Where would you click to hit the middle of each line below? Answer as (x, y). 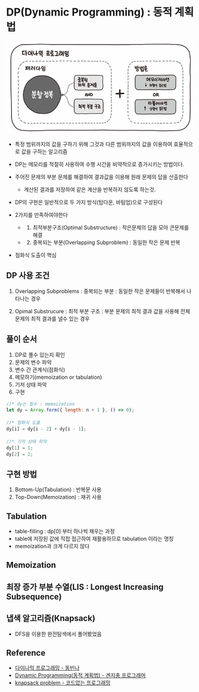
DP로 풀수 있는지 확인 (40, 354)
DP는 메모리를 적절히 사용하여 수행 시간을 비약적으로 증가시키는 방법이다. (99, 164)
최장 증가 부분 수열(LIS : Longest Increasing (85, 587)
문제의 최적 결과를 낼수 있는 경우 (52, 319)
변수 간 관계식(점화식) (40, 369)
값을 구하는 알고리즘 (44, 151)
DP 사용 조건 (28, 275)
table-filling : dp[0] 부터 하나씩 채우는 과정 (65, 531)
